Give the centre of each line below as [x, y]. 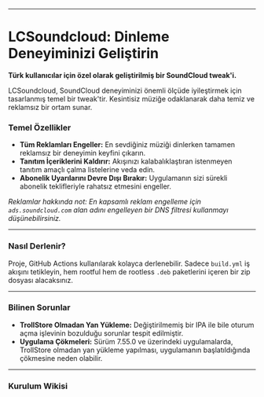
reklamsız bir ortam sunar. [50, 107]
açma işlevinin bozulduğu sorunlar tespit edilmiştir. [101, 333]
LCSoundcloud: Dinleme [89, 37]
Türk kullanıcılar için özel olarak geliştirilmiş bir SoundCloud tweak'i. [123, 75]
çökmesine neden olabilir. [61, 358]
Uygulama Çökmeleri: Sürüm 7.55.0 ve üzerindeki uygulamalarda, [126, 341]
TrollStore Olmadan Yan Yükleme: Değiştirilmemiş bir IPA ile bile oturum [137, 325]
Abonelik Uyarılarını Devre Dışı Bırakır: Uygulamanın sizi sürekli [123, 178]
